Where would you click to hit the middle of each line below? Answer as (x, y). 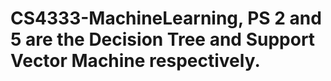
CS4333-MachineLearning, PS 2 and (166, 18)
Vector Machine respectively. (135, 61)
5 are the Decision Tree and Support (163, 39)
